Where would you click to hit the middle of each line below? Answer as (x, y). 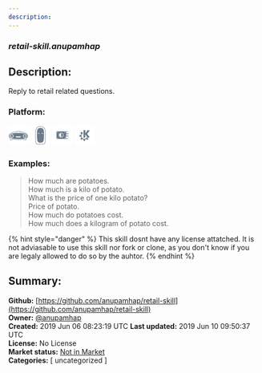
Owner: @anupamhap (45, 318)
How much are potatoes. (69, 180)
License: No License (42, 343)
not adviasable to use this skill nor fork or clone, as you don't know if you (129, 247)
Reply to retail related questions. (62, 91)
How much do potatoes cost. (76, 215)
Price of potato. (54, 206)
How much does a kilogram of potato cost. (98, 223)
